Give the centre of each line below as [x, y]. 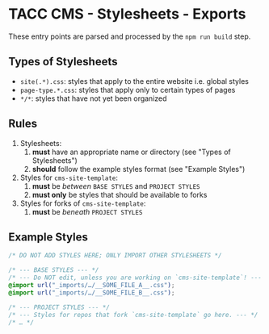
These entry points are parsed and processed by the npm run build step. [130, 36]
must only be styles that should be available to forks [120, 194]
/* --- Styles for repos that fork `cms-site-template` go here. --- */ [133, 315]
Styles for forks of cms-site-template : [83, 203]
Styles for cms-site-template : [69, 177]
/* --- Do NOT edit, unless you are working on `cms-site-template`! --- [135, 278]
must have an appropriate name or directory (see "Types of [132, 152]
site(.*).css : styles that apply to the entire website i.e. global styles [134, 81]
